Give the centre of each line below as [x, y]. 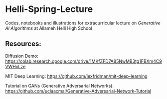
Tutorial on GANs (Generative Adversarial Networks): [59, 86]
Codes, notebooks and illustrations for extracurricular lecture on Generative [83, 23]
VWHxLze [15, 66]
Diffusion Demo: [22, 56]
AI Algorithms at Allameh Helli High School [49, 28]
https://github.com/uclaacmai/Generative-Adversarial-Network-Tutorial [78, 91]
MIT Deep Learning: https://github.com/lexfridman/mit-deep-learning [77, 76]
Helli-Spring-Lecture [49, 9]
